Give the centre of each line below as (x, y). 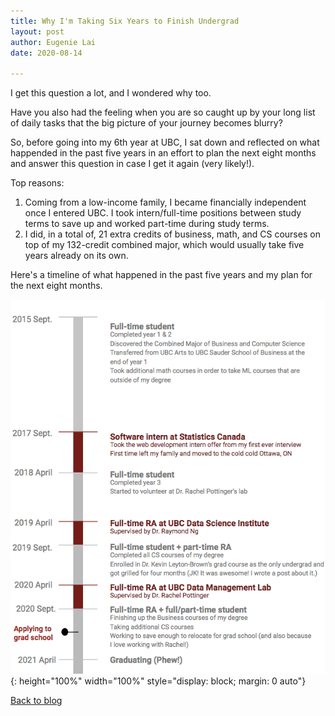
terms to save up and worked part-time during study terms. (147, 224)
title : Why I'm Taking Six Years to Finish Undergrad (125, 21)
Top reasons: (37, 183)
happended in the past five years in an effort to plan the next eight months (163, 153)
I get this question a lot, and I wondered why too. (111, 93)
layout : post (37, 31)
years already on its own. (76, 256)
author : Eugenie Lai (53, 42)
